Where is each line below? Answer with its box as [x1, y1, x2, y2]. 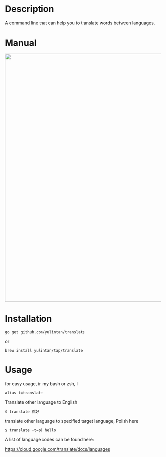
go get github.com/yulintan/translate [5, 329, 85, 335]
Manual [5, 37, 37, 49]
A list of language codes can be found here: [5, 436, 94, 442]
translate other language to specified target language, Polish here [5, 418, 139, 424]
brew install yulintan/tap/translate [5, 348, 83, 353]
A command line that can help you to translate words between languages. [5, 20, 155, 26]
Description [5, 3, 54, 15]
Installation [5, 313, 52, 325]
